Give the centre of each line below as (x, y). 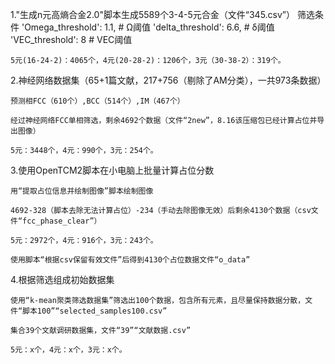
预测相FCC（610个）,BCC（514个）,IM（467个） (97, 101)
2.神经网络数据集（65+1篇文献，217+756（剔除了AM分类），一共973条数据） (168, 80)
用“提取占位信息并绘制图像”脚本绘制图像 (82, 191)
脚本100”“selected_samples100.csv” (95, 311)
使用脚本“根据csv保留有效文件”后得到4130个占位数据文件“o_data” (130, 260)
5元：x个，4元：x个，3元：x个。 (68, 350)
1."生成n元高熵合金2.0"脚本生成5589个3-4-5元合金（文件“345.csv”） (153, 14)
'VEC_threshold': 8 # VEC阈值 (71, 39)
